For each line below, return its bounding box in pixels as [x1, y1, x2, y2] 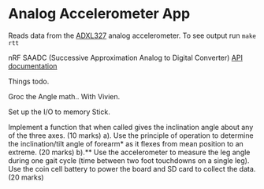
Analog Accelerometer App [8, 5, 191, 23]
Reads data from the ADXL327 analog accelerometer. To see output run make [8, 31, 256, 40]
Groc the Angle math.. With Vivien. [8, 91, 121, 101]
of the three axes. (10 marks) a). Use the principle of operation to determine [8, 131, 254, 140]
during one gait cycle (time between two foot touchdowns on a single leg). [8, 155, 250, 165]
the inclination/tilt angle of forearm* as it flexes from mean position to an [8, 139, 244, 148]
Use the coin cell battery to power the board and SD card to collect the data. [8, 164, 256, 173]
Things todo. [8, 76, 50, 86]
